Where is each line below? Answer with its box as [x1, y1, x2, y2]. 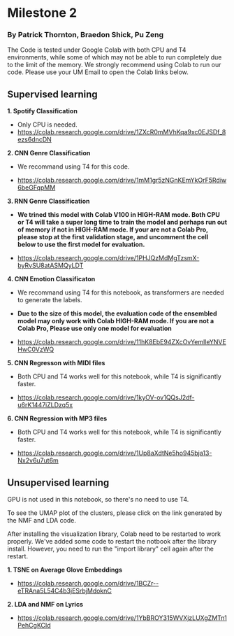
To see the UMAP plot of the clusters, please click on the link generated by [7, 509, 222, 517]
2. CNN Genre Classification [7, 149, 91, 157]
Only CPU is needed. [17, 120, 78, 129]
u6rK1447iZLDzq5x [17, 401, 73, 409]
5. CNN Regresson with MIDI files [7, 359, 105, 367]
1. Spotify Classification [7, 107, 78, 115]
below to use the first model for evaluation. [17, 240, 145, 249]
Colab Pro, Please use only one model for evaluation [17, 324, 173, 333]
